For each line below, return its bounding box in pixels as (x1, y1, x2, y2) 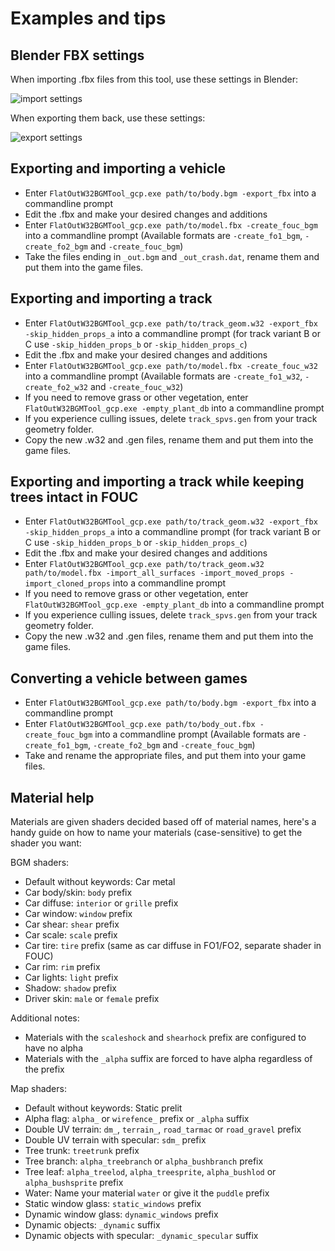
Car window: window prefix (24, 908, 133, 920)
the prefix (24, 1063, 65, 1076)
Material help (10, 789, 95, 806)
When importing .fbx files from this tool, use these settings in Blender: (10, 73, 298, 85)
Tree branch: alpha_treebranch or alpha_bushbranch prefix (24, 1155, 264, 1167)
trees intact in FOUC (10, 489, 139, 506)
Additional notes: (10, 1012, 80, 1024)
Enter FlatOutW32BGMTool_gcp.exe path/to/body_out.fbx (24, 718, 256, 730)
